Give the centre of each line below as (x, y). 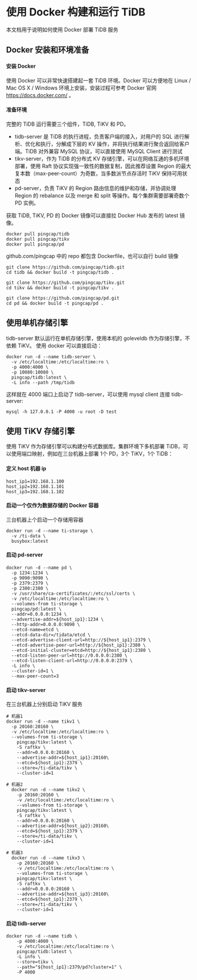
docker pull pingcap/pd (35, 244)
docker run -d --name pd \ (39, 568)
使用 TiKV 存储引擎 (41, 431)
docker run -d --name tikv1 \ (43, 722)
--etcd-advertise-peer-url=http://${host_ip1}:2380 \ (79, 645)
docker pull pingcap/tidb (38, 234)
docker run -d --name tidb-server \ (51, 357)
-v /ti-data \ (29, 536)
